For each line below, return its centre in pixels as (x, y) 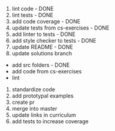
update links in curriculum (44, 115)
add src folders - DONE (41, 65)
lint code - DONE (33, 9)
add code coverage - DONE (46, 21)
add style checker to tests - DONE (54, 41)
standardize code (34, 89)
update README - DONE (42, 47)
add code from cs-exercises (47, 71)
